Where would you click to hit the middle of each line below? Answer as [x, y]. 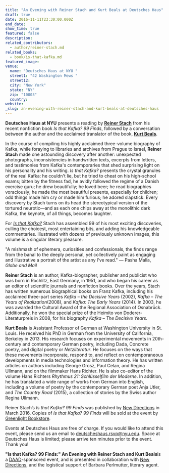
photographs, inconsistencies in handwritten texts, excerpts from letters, [81, 160]
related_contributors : [29, 43]
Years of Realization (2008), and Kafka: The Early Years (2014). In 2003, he [83, 302]
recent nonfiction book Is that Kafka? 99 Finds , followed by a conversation [83, 128]
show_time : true [22, 29]
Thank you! [17, 444]
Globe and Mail [21, 265]
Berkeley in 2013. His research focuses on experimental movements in [78, 339]
